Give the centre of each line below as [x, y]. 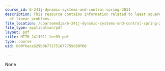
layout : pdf [17, 32]
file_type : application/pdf [34, 28]
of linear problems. [30, 19]
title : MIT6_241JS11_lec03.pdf [37, 37]
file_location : [21, 23]
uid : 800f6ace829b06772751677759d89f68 [46, 46]
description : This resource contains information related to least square [83, 14]
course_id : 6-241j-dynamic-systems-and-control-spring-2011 [68, 10]
